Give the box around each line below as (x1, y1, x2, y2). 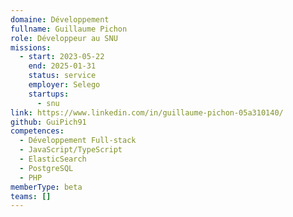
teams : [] (10, 191, 52, 201)
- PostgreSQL (19, 163, 74, 173)
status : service (28, 71, 97, 81)
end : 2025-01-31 (28, 61, 97, 71)
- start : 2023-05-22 (19, 52, 105, 62)
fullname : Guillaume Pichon (10, 24, 128, 34)
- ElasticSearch (19, 154, 87, 164)
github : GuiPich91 (10, 117, 87, 127)
